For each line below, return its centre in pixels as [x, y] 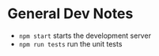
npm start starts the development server [85, 35]
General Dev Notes [70, 14]
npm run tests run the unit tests [70, 43]
